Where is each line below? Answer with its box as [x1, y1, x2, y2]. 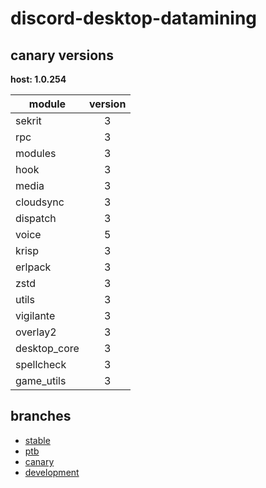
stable [24, 434, 51, 446]
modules [15, 147, 57, 160]
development [24, 466, 80, 478]
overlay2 [15, 325, 57, 339]
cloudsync [15, 195, 65, 209]
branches [10, 408, 72, 425]
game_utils [15, 374, 67, 387]
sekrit [15, 114, 42, 127]
